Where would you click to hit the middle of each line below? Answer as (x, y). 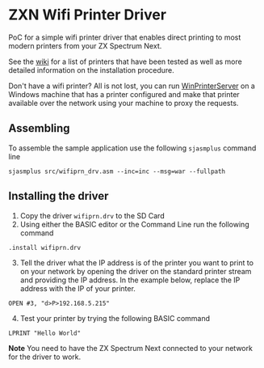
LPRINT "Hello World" (45, 333)
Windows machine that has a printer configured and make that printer (124, 94)
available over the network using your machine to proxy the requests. (124, 103)
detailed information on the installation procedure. (92, 70)
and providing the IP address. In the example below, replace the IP (130, 280)
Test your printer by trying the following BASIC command (115, 318)
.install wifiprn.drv (45, 247)
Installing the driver (59, 196)
